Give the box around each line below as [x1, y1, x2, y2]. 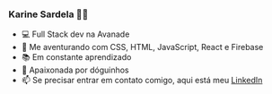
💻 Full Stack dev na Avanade [21, 29, 130, 39]
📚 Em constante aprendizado [21, 52, 132, 63]
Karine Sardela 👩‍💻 [8, 8, 89, 21]
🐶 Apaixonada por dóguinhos [21, 64, 129, 75]
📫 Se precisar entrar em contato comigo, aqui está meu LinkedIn [21, 75, 263, 86]
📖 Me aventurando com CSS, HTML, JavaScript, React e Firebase [21, 42, 264, 53]
